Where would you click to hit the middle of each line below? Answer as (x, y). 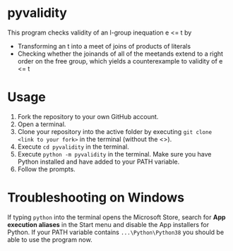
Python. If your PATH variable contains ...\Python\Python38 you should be (116, 232)
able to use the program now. (50, 239)
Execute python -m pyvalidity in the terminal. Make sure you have (114, 154)
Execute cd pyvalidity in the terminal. (73, 147)
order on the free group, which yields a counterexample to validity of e (120, 61)
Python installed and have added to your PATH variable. (98, 161)
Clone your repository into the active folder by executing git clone (115, 131)
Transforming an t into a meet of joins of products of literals (104, 46)
